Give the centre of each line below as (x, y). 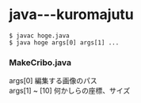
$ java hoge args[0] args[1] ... (64, 42)
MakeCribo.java (40, 63)
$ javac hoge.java (39, 36)
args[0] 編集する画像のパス (53, 81)
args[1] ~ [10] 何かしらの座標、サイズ (70, 91)
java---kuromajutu (71, 15)
